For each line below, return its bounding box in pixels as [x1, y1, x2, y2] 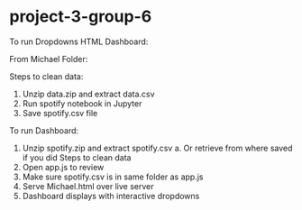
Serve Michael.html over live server [22, 180, 154, 191]
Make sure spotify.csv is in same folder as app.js [22, 171, 205, 182]
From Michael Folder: [9, 53, 88, 64]
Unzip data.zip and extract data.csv [22, 88, 155, 99]
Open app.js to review [22, 161, 105, 172]
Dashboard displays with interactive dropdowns [22, 190, 200, 201]
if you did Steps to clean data [22, 151, 132, 163]
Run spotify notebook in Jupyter [22, 97, 142, 109]
